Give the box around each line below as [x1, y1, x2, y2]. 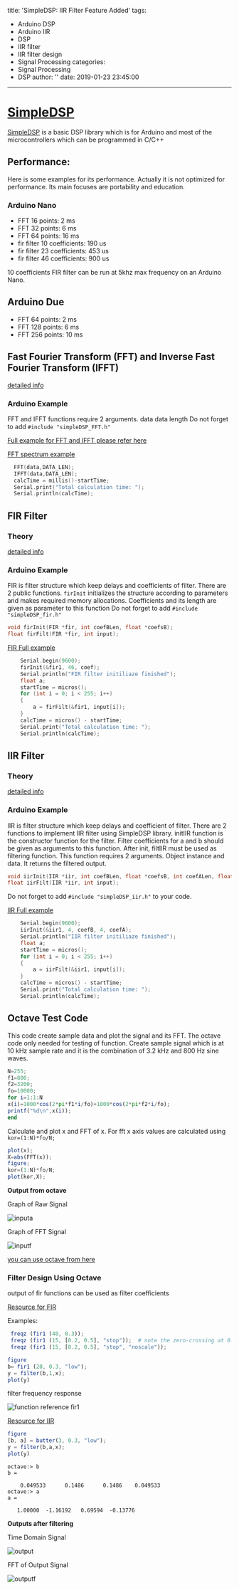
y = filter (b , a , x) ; [7, 1444, 65, 1451]
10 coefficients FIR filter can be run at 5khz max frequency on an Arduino [7, 268, 222, 277]
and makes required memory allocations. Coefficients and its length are [7, 596, 217, 605]
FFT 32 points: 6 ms [17, 224, 77, 233]
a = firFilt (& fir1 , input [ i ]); [33, 704, 126, 711]
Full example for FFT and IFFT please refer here [7, 436, 147, 444]
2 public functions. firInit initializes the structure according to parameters [7, 589, 228, 597]
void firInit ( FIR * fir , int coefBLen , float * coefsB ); [7, 624, 174, 631]
